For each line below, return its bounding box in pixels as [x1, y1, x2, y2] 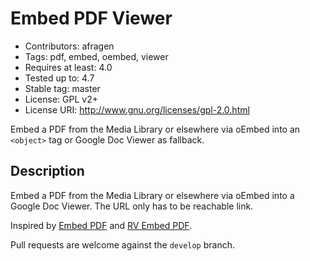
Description [10, 163, 85, 180]
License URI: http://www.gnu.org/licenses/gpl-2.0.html [24, 103, 250, 116]
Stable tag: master [24, 82, 101, 94]
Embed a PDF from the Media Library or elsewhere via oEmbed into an [10, 123, 301, 135]
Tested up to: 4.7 [24, 72, 95, 84]
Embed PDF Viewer [10, 7, 173, 30]
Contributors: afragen [24, 40, 115, 52]
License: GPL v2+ [24, 93, 98, 105]
